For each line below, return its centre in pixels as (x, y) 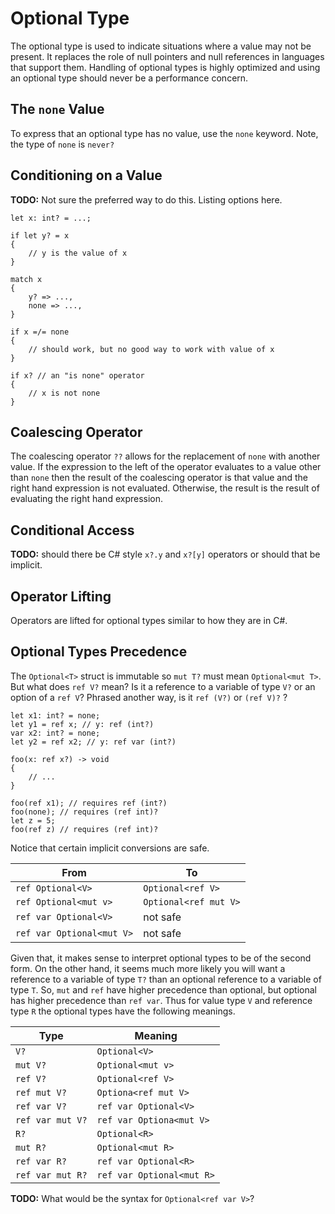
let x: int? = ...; (51, 218)
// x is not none (64, 393)
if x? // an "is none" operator (77, 375)
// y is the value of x (78, 253)
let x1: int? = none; (55, 715)
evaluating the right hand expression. (87, 499)
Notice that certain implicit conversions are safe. (110, 848)
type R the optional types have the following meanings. (123, 1011)
